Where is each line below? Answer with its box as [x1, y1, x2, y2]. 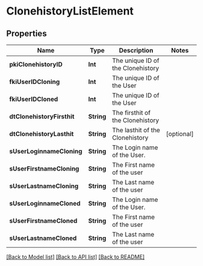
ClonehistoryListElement [6, 4, 134, 18]
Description [118, 47, 153, 54]
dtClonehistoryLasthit [9, 130, 74, 138]
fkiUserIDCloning [9, 77, 60, 86]
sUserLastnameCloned [9, 234, 77, 242]
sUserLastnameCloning [9, 182, 79, 190]
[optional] [166, 130, 194, 138]
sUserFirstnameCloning [9, 164, 80, 173]
